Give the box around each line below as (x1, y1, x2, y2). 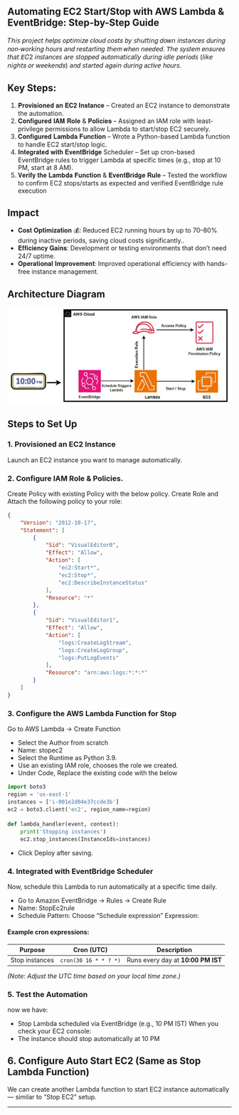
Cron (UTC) (73, 946, 108, 954)
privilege (17, 124, 44, 133)
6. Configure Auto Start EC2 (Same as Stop (7, 1055, 201, 1067)
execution (17, 186, 48, 195)
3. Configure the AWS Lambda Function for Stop (7, 708, 177, 718)
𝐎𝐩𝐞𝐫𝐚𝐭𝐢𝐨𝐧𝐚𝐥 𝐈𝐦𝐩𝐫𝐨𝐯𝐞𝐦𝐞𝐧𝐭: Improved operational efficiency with (17, 260, 206, 268)
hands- (206, 260, 228, 268)
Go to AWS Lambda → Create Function (7, 725, 121, 733)
